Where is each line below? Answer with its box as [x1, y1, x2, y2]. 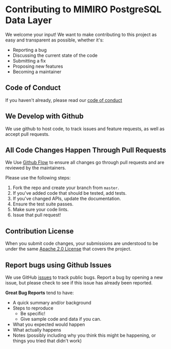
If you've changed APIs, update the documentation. [12, 196, 121, 202]
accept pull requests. [5, 131, 50, 137]
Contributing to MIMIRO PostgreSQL [5, 4, 162, 15]
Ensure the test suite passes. [12, 201, 74, 207]
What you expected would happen [12, 321, 85, 327]
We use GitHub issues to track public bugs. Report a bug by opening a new [5, 274, 163, 280]
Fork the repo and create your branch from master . [12, 184, 119, 191]
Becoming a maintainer [12, 68, 62, 75]
